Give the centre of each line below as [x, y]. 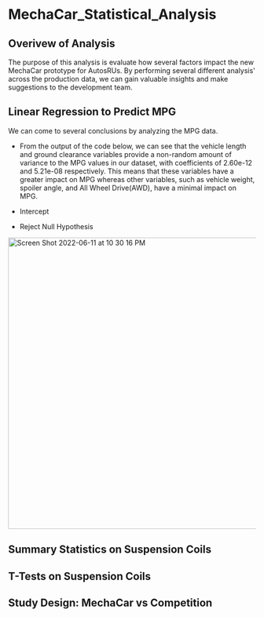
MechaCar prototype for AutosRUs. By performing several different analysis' [132, 71]
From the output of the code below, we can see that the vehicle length [133, 146]
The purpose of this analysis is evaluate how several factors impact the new [131, 62]
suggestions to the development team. [70, 87]
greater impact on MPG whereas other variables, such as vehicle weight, [137, 179]
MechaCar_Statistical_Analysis [112, 15]
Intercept [34, 211]
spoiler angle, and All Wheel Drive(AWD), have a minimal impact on [128, 188]
